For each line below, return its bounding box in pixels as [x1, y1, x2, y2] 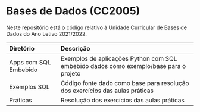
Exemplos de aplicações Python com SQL [60, 54, 177, 63]
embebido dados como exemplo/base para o [60, 61, 186, 70]
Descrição [60, 44, 90, 52]
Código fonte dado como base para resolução [60, 79, 189, 87]
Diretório [9, 44, 35, 52]
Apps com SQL [9, 58, 51, 66]
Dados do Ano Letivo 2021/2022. [6, 30, 87, 37]
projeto [60, 69, 81, 77]
